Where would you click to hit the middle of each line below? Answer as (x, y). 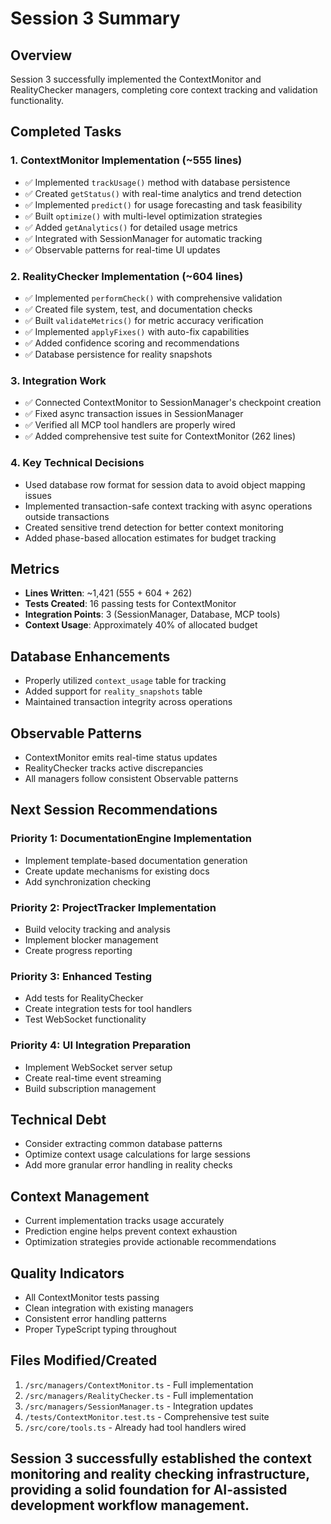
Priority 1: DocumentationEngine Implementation (131, 839)
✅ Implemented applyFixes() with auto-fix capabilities (137, 331)
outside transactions (67, 516)
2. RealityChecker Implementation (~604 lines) (127, 276)
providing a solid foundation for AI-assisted (149, 1490)
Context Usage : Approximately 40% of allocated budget (141, 625)
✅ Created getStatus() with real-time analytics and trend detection (163, 193)
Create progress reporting (78, 950)
